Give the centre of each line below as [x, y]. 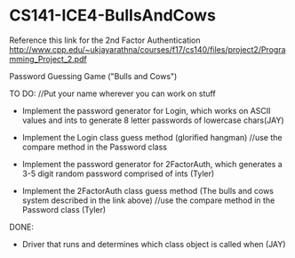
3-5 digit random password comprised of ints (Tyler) [118, 173]
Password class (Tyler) [64, 209]
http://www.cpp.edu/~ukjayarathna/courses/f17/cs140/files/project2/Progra [147, 49]
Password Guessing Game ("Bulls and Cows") [93, 76]
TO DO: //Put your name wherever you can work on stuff [112, 93]
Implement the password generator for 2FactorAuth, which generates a [152, 164]
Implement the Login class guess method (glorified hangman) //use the [152, 137]
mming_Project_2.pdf [48, 59]
